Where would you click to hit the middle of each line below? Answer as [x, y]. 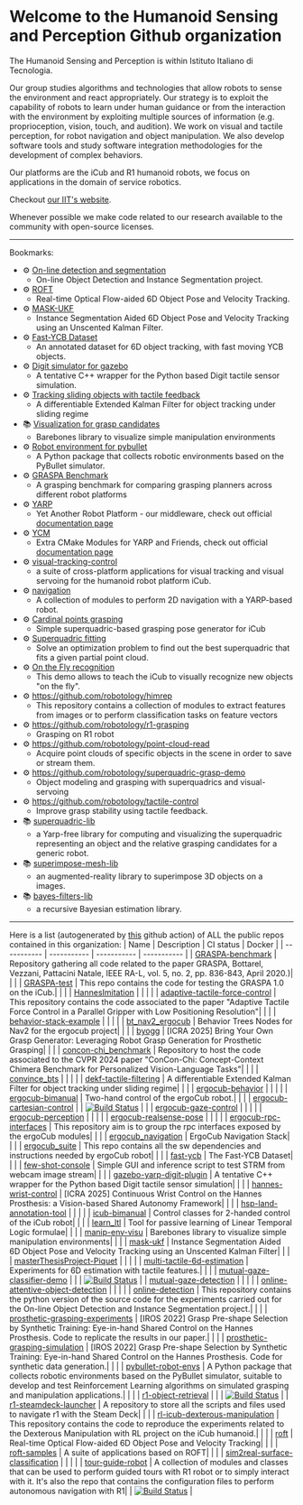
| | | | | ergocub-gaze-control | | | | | [169, 1107]
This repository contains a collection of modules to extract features [161, 705]
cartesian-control [41, 1107]
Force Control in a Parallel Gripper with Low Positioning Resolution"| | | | [143, 1011]
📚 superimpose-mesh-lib [70, 863]
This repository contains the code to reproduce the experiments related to [147, 1424]
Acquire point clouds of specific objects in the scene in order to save [164, 753]
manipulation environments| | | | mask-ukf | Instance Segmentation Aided [145, 1242]
